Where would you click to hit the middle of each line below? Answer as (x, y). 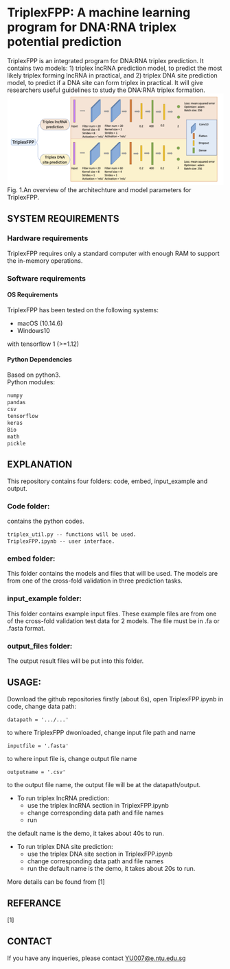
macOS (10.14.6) (40, 323)
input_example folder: (45, 598)
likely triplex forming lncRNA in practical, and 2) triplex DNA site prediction (112, 75)
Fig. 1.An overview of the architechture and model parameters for (99, 190)
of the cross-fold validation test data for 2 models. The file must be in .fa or (113, 621)
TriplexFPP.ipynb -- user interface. (61, 541)
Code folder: (28, 506)
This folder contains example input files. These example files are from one (112, 614)
